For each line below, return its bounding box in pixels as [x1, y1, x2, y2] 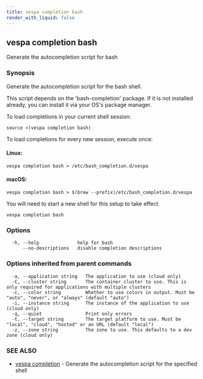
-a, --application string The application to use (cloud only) [12, 273, 182, 279]
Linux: [6, 149, 23, 156]
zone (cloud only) [6, 332, 53, 338]
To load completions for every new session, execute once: [6, 135, 153, 142]
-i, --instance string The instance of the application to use [12, 300, 190, 306]
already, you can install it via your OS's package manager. [6, 101, 152, 108]
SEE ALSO [6, 346, 37, 355]
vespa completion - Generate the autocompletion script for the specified [15, 360, 198, 367]
